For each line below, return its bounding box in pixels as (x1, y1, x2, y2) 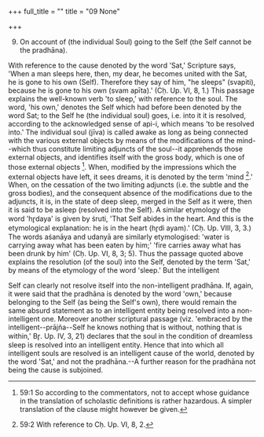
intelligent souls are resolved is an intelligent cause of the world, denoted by (8, 349, 255, 358)
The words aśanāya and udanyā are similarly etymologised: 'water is (8, 232, 230, 242)
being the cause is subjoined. (8, 365, 104, 375)
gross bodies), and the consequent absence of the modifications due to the (8, 189, 253, 198)
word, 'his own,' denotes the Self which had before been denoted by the (8, 102, 242, 112)
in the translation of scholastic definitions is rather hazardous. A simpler (19, 396, 253, 406)
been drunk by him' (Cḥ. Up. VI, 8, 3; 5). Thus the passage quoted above (8, 249, 244, 259)
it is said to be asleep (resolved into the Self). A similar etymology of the (8, 205, 241, 215)
